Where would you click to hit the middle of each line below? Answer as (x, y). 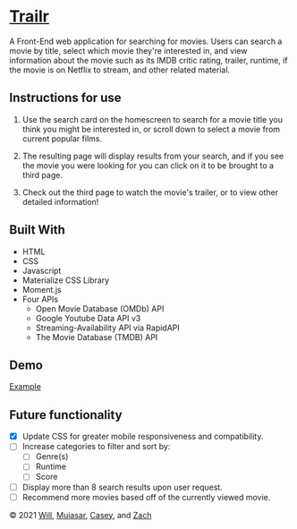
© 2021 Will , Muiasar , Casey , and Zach (81, 515)
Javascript (42, 270)
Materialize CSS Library (66, 280)
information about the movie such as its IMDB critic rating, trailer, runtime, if (148, 60)
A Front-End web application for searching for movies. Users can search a (146, 41)
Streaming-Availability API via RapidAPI (108, 328)
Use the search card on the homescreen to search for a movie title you (153, 119)
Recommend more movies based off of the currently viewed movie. (146, 497)
